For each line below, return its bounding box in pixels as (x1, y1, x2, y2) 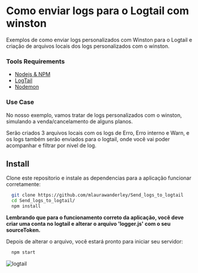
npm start (11, 249, 35, 255)
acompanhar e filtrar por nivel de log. (6, 142, 96, 149)
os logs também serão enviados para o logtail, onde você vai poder (6, 135, 170, 142)
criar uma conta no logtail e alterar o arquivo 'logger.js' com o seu (6, 220, 171, 227)
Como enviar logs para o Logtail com (6, 4, 189, 18)
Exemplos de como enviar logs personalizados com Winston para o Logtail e (6, 36, 193, 43)
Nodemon (14, 83, 40, 90)
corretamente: (6, 181, 41, 188)
